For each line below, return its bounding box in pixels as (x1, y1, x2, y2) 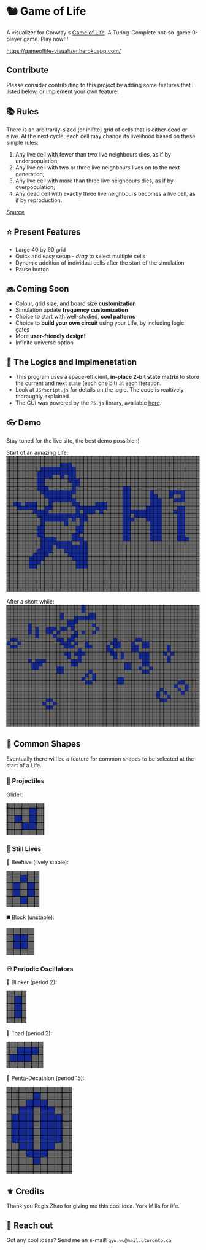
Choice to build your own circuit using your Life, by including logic (15, 319, 185, 327)
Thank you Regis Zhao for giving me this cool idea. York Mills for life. (6, 1202, 180, 1209)
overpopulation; (15, 183, 56, 190)
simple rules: (6, 139, 39, 146)
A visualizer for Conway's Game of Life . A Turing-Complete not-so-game (6, 28, 191, 36)
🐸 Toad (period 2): (6, 1030, 53, 1037)
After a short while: (6, 598, 55, 605)
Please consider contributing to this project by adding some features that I (6, 81, 194, 88)
